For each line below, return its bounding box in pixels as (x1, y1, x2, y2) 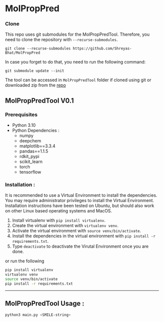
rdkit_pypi (19, 154, 40, 160)
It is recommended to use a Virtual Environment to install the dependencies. (5, 192, 158, 198)
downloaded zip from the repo (5, 82, 66, 88)
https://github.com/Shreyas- (72, 46, 132, 51)
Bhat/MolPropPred (5, 50, 41, 55)
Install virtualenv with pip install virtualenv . (12, 217, 106, 223)
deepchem (19, 138, 41, 144)
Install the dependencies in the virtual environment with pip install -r (12, 233, 156, 239)
